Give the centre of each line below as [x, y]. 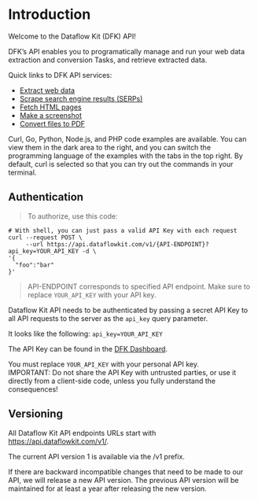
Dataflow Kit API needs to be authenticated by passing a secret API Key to [128, 310]
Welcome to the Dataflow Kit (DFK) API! [72, 36]
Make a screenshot [51, 115]
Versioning [35, 414]
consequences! [33, 389]
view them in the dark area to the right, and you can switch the [109, 147]
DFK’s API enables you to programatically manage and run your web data [127, 51]
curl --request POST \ [45, 238]
